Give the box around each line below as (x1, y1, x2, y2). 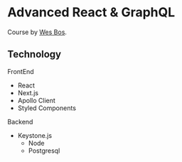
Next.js (17, 88, 39, 97)
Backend (7, 117, 33, 126)
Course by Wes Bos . (7, 28, 68, 36)
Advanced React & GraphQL (7, 4, 176, 21)
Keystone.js (17, 131, 52, 139)
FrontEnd (7, 67, 34, 75)
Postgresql (28, 146, 60, 155)
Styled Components (17, 104, 77, 112)
